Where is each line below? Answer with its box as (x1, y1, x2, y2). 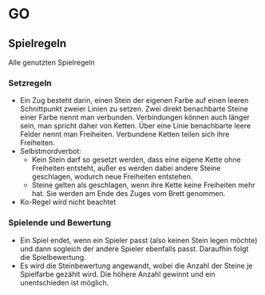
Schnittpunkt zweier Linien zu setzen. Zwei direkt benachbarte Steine (19, 104, 249, 114)
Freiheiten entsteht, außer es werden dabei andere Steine (31, 163, 221, 173)
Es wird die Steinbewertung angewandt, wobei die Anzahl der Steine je (19, 261, 253, 270)
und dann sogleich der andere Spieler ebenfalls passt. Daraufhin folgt (19, 244, 249, 254)
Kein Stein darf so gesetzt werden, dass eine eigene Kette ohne (31, 155, 241, 164)
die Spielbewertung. (19, 252, 86, 262)
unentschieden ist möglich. (19, 277, 109, 287)
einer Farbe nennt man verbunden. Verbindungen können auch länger (19, 112, 250, 122)
